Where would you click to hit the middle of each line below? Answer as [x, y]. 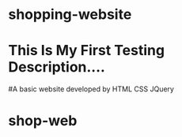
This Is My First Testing [86, 51]
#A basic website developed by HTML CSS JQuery [91, 89]
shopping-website [70, 15]
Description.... [57, 67]
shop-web [43, 121]
